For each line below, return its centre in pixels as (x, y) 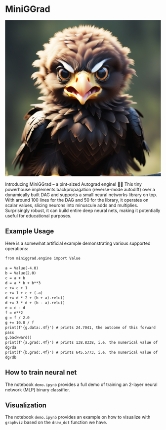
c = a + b (15, 278)
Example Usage (30, 231)
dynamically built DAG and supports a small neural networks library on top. (81, 195)
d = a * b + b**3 (23, 283)
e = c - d (15, 308)
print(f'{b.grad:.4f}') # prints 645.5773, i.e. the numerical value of (82, 352)
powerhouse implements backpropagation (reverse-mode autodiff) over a (80, 189)
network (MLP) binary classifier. (38, 389)
